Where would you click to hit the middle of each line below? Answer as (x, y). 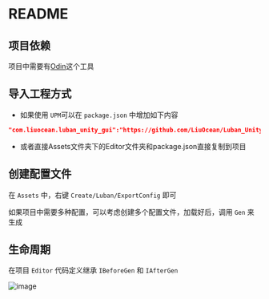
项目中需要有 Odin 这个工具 (51, 66)
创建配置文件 (40, 174)
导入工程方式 (40, 94)
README (38, 14)
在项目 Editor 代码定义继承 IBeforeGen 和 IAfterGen (93, 270)
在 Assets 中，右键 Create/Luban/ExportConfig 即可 (92, 195)
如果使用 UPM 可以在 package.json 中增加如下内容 (99, 115)
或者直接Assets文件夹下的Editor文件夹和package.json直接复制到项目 (133, 146)
